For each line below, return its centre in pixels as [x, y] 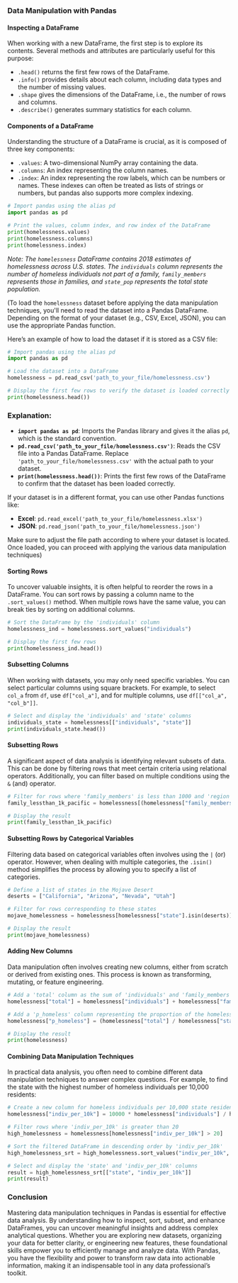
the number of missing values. [62, 87]
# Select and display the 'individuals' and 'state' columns [100, 716]
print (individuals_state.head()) [57, 729]
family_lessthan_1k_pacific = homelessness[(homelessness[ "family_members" [121, 803]
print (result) [28, 1179]
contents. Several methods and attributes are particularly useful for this [112, 51]
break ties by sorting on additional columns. [71, 610]
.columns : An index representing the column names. [93, 170]
